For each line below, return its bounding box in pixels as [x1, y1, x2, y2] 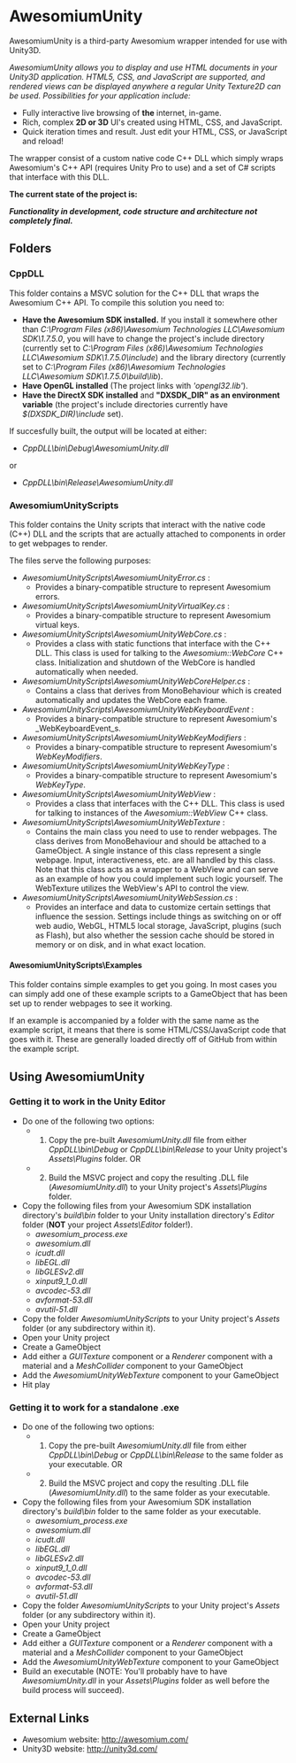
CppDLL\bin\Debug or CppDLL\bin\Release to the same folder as [48, 1450, 284, 1460]
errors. [34, 591, 60, 601]
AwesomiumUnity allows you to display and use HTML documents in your [9, 62, 278, 73]
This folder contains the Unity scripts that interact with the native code [9, 519, 266, 530]
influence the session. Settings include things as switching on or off [34, 910, 283, 922]
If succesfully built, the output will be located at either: [9, 425, 208, 436]
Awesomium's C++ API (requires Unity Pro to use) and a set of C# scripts [9, 162, 276, 173]
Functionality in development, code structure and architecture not [9, 205, 258, 216]
